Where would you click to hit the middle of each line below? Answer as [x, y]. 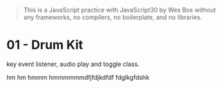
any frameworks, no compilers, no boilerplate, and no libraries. [113, 17]
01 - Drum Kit [45, 45]
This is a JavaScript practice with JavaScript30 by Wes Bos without [120, 10]
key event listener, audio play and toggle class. [73, 64]
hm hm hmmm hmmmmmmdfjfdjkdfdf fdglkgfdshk [78, 77]
